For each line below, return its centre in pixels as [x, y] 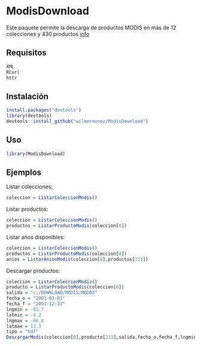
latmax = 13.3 [24, 326]
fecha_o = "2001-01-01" [36, 298]
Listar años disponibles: [35, 237]
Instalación [28, 96]
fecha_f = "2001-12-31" [36, 304]
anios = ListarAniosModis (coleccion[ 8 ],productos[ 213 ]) [77, 259]
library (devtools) [29, 116]
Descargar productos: [33, 271]
